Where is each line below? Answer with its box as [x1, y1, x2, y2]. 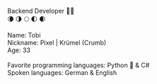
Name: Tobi [7, 31, 41, 39]
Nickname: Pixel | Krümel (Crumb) [7, 39, 107, 47]
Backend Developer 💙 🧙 [7, 7, 75, 15]
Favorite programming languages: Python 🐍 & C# [7, 61, 150, 69]
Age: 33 [7, 46, 30, 54]
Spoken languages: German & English [7, 68, 117, 77]
